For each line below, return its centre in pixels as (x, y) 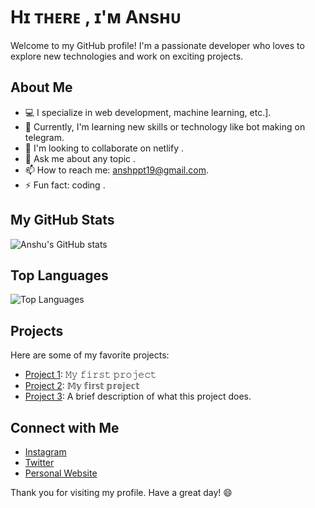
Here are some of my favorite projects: (90, 355)
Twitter (39, 462)
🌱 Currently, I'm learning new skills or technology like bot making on (165, 126)
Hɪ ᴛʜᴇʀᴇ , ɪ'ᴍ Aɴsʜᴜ (96, 17)
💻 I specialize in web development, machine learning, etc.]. (148, 112)
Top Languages (59, 275)
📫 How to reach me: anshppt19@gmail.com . (116, 170)
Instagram (45, 452)
